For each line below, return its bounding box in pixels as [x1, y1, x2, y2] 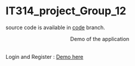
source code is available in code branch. [5, 24, 105, 31]
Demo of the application [70, 35, 130, 42]
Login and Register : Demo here [5, 53, 84, 60]
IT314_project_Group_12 [5, 4, 127, 18]
